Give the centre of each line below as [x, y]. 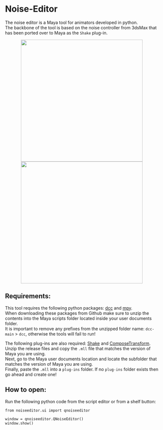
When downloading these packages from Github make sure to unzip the [77, 313]
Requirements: [28, 296]
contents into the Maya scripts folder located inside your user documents [78, 318]
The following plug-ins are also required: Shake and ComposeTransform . [78, 343]
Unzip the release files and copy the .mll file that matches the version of [78, 348]
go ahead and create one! [31, 374]
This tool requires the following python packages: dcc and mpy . [69, 308]
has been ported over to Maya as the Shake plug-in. [56, 33]
